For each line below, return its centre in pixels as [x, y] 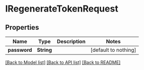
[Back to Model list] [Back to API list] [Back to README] [63, 62]
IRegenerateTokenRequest [62, 9]
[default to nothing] [113, 50]
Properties [22, 27]
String [45, 50]
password [20, 50]
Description [71, 42]
